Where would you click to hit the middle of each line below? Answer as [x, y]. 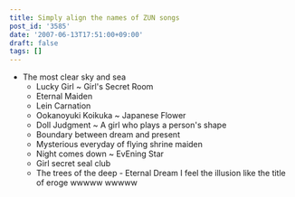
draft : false [34, 43]
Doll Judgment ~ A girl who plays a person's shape [131, 125]
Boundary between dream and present [108, 135]
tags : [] [26, 52]
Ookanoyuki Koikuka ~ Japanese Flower [111, 116]
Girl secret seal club [73, 164]
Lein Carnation [63, 106]
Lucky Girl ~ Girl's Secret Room [95, 87]
